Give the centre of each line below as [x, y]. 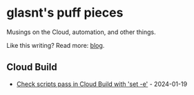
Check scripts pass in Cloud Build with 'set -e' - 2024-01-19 [102, 84]
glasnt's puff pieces [65, 13]
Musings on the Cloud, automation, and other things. [81, 32]
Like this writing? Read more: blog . [56, 45]
